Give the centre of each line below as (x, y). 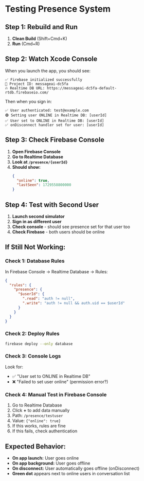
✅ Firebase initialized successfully (44, 80)
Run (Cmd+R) (26, 44)
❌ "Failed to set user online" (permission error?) (60, 382)
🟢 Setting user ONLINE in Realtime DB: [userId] (56, 115)
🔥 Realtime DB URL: (25, 88)
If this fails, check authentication (45, 431)
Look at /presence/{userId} (40, 162)
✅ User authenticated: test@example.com (47, 110)
